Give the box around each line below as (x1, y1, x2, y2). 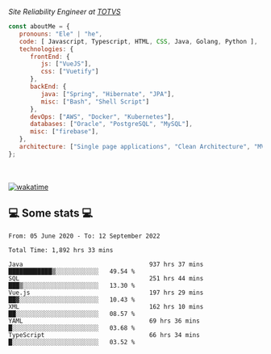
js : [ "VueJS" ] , (40, 60, 92, 68)
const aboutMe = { (8, 23, 70, 31)
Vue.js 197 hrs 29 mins (8, 289, 204, 297)
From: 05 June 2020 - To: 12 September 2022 (8, 232, 161, 240)
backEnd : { (29, 82, 67, 91)
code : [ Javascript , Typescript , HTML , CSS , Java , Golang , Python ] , (19, 37, 258, 45)
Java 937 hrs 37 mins (8, 260, 204, 268)
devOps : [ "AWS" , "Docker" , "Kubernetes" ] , (29, 112, 175, 120)
